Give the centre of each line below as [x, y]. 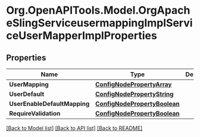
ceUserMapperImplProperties [82, 36]
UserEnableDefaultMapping [49, 104]
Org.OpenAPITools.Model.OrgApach [98, 10]
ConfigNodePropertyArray [133, 84]
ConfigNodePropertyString [134, 94]
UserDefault [27, 94]
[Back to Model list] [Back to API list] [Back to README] [74, 128]
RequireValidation [35, 113]
